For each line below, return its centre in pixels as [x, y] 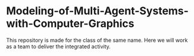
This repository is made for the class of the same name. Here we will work [97, 40]
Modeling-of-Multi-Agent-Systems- [98, 11]
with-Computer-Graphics [71, 24]
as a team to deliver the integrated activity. [59, 46]
